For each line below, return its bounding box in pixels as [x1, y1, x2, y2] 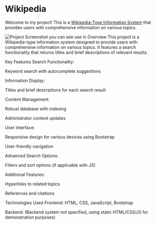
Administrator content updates [5, 115, 66, 121]
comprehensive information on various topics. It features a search [5, 44, 136, 50]
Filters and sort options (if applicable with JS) [5, 162, 96, 168]
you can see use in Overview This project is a [49, 34, 140, 40]
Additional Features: [5, 171, 45, 177]
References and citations [5, 190, 55, 196]
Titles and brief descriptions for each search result [5, 87, 106, 93]
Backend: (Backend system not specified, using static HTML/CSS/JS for [5, 209, 148, 215]
